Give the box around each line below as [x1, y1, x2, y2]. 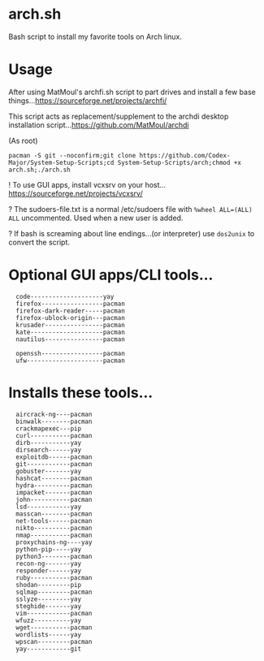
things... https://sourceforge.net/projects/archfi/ [8, 95, 167, 106]
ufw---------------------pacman [15, 356, 126, 365]
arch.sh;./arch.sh [8, 166, 71, 174]
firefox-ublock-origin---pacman [15, 313, 126, 322]
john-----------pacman [15, 495, 93, 503]
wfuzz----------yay [15, 616, 82, 624]
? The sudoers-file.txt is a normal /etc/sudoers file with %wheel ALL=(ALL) [8, 204, 253, 214]
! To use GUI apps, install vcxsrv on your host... [8, 179, 167, 189]
